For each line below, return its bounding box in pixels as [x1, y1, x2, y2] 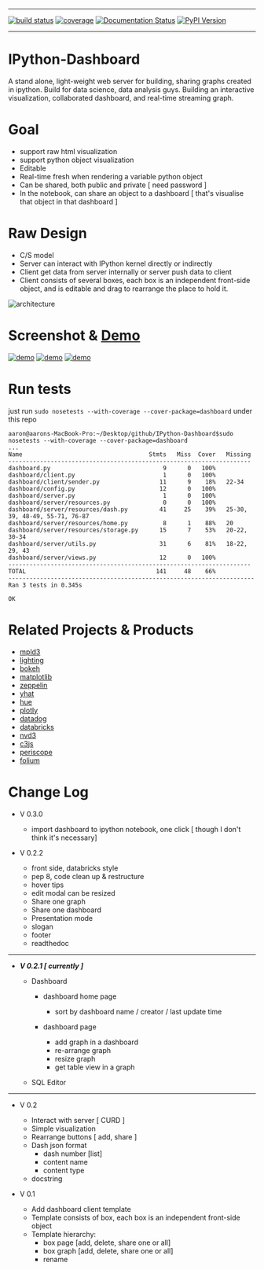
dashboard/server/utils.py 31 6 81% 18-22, [8, 539, 247, 547]
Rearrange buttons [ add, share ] [31, 1132, 137, 1141]
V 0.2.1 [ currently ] [19, 961, 84, 970]
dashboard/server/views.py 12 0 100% [8, 554, 216, 561]
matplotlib [19, 672, 53, 681]
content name [42, 1157, 89, 1166]
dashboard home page [42, 992, 117, 1001]
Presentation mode [31, 913, 93, 922]
